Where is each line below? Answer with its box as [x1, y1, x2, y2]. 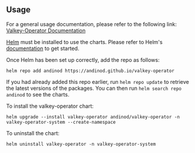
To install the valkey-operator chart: [6, 102, 94, 110]
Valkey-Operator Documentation [6, 27, 86, 34]
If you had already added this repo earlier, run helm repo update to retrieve [6, 78, 190, 85]
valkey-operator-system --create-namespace [6, 119, 116, 125]
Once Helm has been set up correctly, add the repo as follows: [6, 56, 160, 63]
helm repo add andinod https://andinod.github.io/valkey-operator [6, 68, 175, 74]
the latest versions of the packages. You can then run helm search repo [6, 85, 182, 92]
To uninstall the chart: [6, 129, 60, 136]
